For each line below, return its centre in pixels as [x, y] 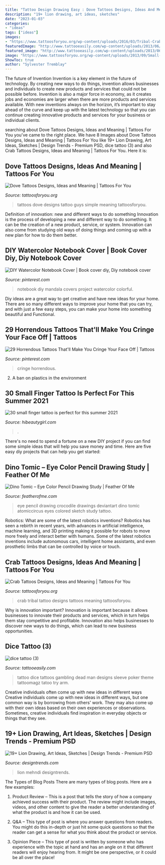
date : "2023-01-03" [25, 19]
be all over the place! [33, 857]
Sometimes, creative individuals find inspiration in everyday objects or [76, 713]
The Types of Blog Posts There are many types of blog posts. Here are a [78, 781]
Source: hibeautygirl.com [31, 422]
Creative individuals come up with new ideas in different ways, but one [77, 697]
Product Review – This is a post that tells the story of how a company [82, 796]
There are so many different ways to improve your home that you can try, [79, 304]
